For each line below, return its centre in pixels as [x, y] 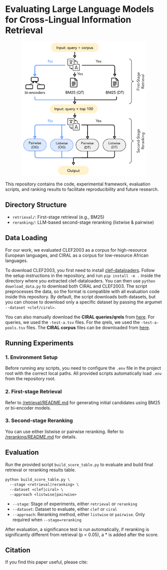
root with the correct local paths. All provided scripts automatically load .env [83, 373]
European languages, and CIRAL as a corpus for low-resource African [77, 255]
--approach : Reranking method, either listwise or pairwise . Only [79, 514]
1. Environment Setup [32, 357]
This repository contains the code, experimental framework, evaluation [78, 184]
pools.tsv [15, 328]
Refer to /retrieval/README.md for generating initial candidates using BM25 [83, 403]
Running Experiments [39, 343]
